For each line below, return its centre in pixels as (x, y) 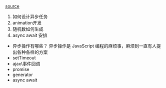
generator (23, 74)
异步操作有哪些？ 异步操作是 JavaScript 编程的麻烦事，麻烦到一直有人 (84, 46)
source (12, 6)
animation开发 (27, 23)
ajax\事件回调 (26, 64)
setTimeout (24, 58)
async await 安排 (30, 35)
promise (21, 69)
